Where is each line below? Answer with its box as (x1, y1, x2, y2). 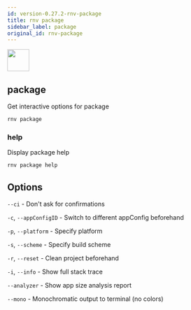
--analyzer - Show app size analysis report (7, 281, 132, 289)
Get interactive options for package (7, 102, 110, 111)
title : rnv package (7, 17, 64, 24)
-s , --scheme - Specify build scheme (7, 240, 111, 248)
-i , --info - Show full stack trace (7, 267, 103, 276)
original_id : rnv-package (7, 29, 83, 37)
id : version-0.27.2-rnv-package (7, 10, 101, 17)
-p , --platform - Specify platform (7, 227, 103, 235)
